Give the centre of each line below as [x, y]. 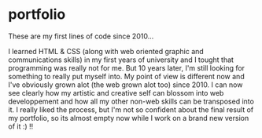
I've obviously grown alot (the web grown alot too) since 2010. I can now [125, 85]
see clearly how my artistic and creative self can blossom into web [116, 93]
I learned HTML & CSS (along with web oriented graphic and [106, 51]
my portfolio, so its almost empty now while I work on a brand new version [129, 118]
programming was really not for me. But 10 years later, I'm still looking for [127, 67]
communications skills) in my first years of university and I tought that [121, 60]
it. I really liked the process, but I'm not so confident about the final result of [131, 109]
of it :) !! [21, 126]
